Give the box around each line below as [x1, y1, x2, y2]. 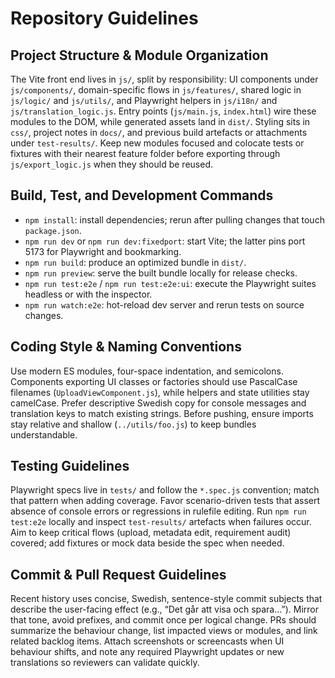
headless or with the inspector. [24, 288, 153, 300]
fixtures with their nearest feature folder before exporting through [10, 148, 281, 159]
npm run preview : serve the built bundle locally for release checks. [24, 267, 298, 279]
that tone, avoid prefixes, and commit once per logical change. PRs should [10, 614, 317, 626]
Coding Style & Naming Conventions [10, 338, 242, 356]
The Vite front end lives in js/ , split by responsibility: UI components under [10, 73, 319, 85]
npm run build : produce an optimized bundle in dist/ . [24, 256, 247, 268]
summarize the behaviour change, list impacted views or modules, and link [10, 625, 318, 637]
